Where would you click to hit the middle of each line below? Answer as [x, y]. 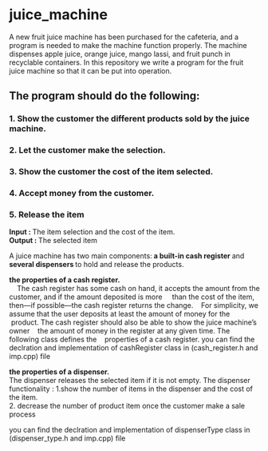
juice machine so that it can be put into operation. [91, 70]
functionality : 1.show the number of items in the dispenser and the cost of [131, 389]
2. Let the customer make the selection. [87, 150]
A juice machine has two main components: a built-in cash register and [127, 256]
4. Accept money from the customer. [82, 194]
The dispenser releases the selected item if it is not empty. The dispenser [130, 381]
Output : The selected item [53, 241]
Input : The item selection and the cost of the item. [92, 232]
